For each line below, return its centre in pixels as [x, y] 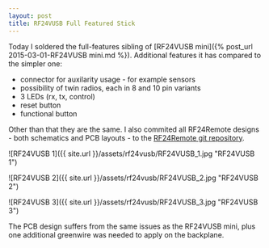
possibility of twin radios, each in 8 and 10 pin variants [110, 88]
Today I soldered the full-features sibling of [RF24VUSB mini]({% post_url [130, 46]
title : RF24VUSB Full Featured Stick [72, 23]
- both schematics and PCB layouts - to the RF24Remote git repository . [126, 137]
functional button [48, 113]
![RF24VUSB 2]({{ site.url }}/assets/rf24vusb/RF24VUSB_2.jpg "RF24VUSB [133, 178]
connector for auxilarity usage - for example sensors [108, 79]
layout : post [30, 16]
